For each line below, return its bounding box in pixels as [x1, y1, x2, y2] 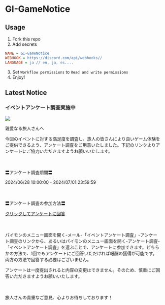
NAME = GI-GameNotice [5, 51, 50, 56]
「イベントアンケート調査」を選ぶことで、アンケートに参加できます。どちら [5, 244, 160, 250]
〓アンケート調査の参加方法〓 [5, 201, 66, 206]
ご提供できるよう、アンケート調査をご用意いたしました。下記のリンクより [5, 142, 156, 148]
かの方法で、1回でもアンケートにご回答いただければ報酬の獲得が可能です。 [5, 250, 157, 257]
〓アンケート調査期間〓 [5, 169, 53, 175]
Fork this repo [12, 36, 41, 42]
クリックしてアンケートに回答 [5, 211, 66, 217]
